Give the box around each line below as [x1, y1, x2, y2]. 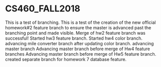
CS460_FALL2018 [5, 3, 80, 14]
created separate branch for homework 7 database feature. [5, 56, 127, 62]
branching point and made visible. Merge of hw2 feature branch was [5, 30, 146, 36]
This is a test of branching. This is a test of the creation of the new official [5, 19, 156, 25]
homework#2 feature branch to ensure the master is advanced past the [5, 24, 152, 30]
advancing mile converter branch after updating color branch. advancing [5, 40, 154, 46]
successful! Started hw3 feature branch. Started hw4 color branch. [5, 35, 143, 41]
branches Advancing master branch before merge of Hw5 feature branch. [5, 51, 157, 57]
